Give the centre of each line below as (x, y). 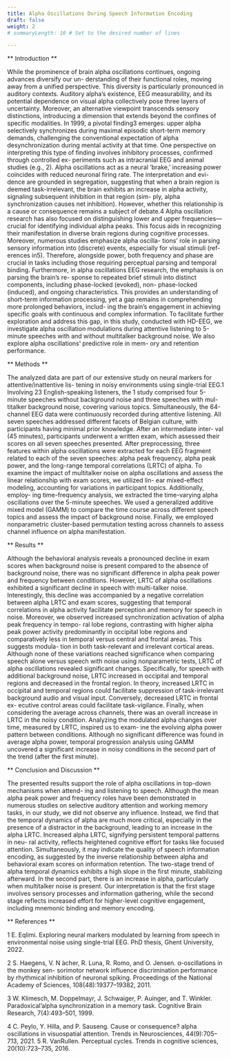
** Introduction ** (32, 59)
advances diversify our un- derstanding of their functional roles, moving (109, 79)
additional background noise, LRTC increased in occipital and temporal (108, 676)
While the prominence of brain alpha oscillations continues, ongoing (104, 72)
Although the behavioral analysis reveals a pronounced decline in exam (108, 559)
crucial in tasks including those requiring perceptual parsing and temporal (112, 263)
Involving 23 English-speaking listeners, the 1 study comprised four (103, 392)
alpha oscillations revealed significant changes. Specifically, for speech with (115, 669)
